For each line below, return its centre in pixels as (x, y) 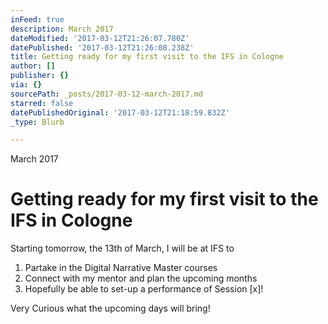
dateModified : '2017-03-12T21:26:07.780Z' (100, 38)
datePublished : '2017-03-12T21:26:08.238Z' (102, 47)
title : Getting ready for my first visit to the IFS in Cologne (147, 57)
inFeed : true (37, 19)
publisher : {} (40, 76)
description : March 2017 (62, 29)
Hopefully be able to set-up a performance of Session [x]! (144, 289)
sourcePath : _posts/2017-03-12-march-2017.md (106, 94)
